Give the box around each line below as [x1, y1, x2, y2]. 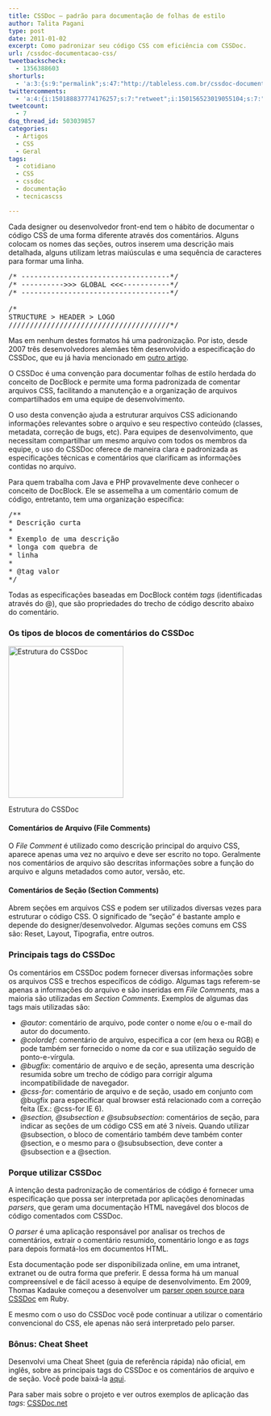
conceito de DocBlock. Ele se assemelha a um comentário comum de [8, 485, 239, 495]
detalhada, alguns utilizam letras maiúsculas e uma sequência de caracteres [8, 248, 262, 257]
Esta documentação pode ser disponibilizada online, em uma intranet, [8, 1259, 240, 1269]
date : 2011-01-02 [8, 34, 67, 43]
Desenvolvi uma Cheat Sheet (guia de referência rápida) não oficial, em [8, 1357, 246, 1367]
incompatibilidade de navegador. [19, 1078, 129, 1087]
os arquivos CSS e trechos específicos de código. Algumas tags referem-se [8, 976, 261, 986]
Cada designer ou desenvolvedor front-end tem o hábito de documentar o [8, 222, 255, 231]
